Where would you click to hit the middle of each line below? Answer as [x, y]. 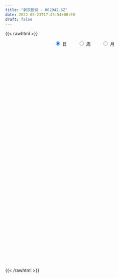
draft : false [19, 19]
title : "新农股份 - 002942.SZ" [36, 10]
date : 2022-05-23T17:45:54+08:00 [40, 15]
